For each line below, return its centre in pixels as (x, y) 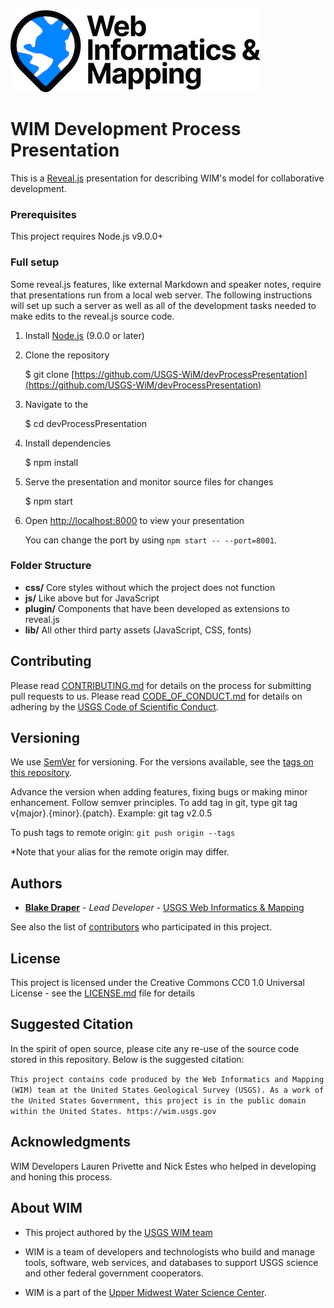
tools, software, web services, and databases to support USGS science (171, 1262)
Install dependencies (68, 443)
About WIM (46, 1208)
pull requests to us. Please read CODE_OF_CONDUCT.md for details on (156, 696)
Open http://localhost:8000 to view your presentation (134, 520)
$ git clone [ (49, 374)
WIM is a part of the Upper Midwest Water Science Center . (145, 1292)
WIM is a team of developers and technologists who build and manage (170, 1251)
